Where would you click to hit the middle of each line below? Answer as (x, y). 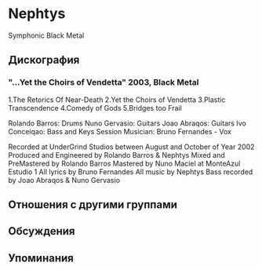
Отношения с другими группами (93, 205)
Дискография (44, 60)
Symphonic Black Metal (46, 35)
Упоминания (41, 258)
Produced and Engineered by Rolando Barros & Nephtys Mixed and (116, 155)
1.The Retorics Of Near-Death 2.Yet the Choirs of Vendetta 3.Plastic (117, 100)
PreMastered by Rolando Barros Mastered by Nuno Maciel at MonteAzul (124, 163)
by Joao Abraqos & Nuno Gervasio (64, 180)
